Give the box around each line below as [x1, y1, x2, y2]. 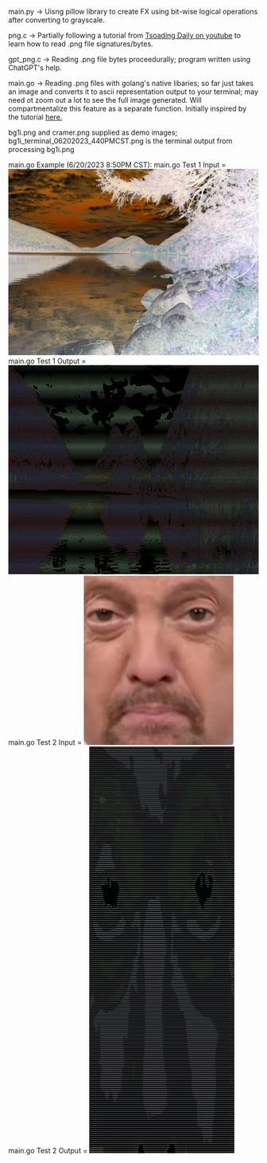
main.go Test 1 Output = [8, 356, 87, 366]
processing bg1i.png [8, 145, 75, 154]
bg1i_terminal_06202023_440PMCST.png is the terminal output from [8, 136, 233, 146]
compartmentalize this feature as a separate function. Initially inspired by [8, 104, 247, 113]
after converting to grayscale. [8, 15, 105, 25]
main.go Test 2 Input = [8, 737, 82, 747]
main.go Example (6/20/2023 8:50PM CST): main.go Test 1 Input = [8, 160, 226, 170]
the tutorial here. [8, 112, 63, 122]
